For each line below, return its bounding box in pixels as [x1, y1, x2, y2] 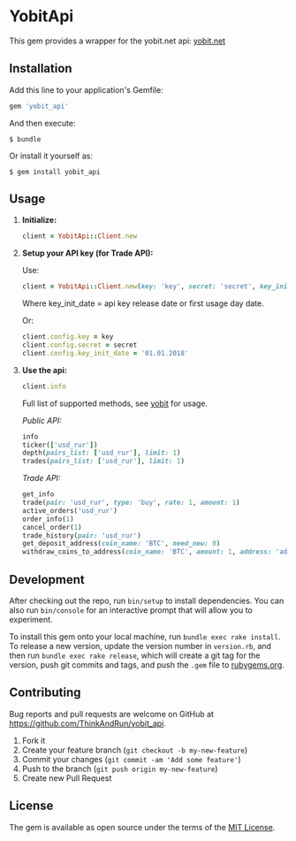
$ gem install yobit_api [9, 167, 101, 176]
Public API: [21, 415, 62, 425]
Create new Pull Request [21, 772, 112, 784]
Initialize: [21, 215, 57, 226]
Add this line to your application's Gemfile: [9, 84, 163, 95]
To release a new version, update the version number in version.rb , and [9, 641, 272, 651]
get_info [21, 490, 55, 499]
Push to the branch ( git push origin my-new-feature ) [21, 763, 218, 774]
